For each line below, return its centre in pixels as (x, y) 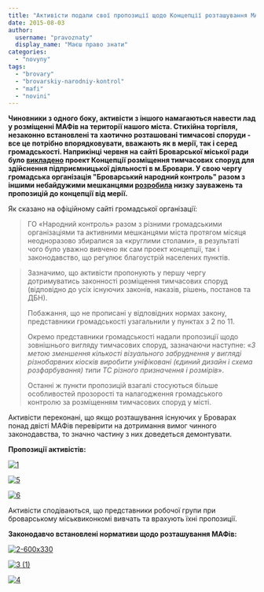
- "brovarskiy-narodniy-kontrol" (70, 81)
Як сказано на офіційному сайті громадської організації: (103, 209)
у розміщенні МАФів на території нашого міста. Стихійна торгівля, (123, 127)
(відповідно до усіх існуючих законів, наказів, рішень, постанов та (139, 290)
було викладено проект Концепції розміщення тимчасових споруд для (131, 160)
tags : (17, 67)
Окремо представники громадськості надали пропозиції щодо (133, 337)
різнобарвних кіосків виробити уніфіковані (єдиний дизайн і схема (140, 362)
